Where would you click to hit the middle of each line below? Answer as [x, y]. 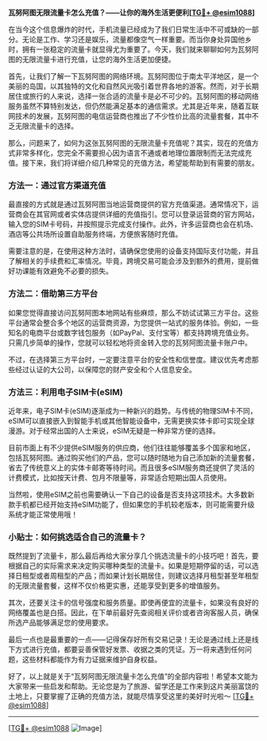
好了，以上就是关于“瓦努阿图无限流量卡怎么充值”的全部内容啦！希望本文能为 [133, 676]
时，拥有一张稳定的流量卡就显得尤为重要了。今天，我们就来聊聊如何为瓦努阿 [133, 49]
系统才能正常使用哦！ [43, 514]
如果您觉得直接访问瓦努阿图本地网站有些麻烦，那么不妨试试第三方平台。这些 [133, 312]
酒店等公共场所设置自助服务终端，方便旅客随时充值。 [95, 234]
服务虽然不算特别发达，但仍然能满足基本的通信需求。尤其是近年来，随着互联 [133, 106]
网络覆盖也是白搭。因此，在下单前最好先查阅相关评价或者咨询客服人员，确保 [133, 613]
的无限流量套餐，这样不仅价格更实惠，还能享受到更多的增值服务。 [116, 586]
